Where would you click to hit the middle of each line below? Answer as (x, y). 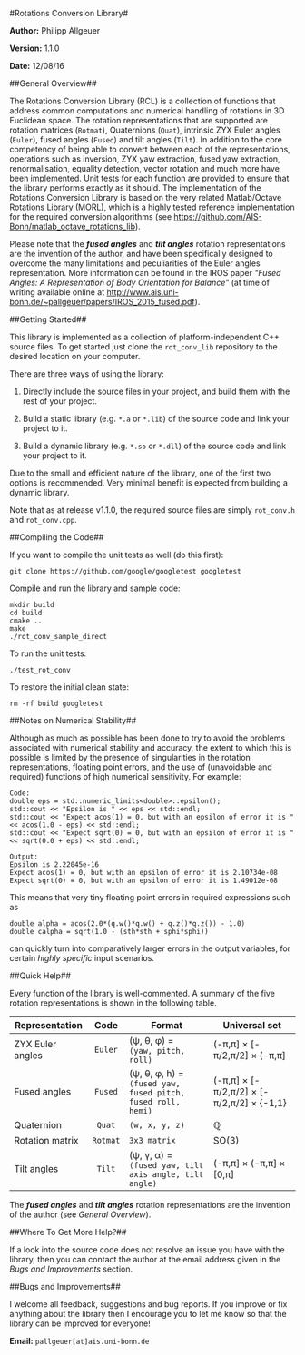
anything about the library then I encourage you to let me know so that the (148, 1314)
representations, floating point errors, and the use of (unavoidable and (141, 767)
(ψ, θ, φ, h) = (156, 1073)
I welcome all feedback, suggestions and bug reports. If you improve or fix (148, 1304)
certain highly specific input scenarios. (82, 958)
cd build (26, 613)
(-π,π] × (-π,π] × (249, 1163)
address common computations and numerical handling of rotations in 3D (147, 111)
